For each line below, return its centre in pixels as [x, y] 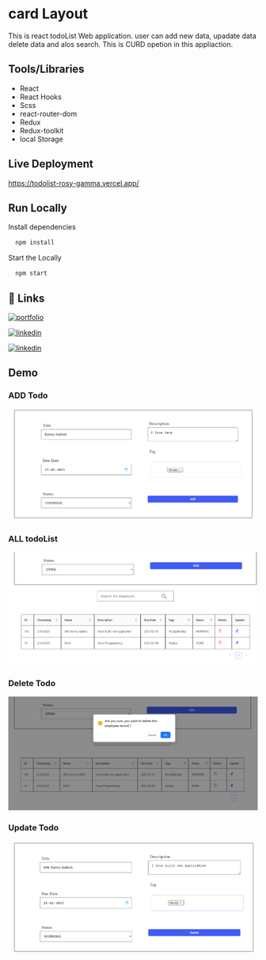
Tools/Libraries [46, 69]
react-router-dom [48, 114]
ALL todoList [33, 539]
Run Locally [38, 208]
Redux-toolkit [42, 130]
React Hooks [40, 97]
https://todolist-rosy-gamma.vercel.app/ [74, 183]
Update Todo [34, 828]
